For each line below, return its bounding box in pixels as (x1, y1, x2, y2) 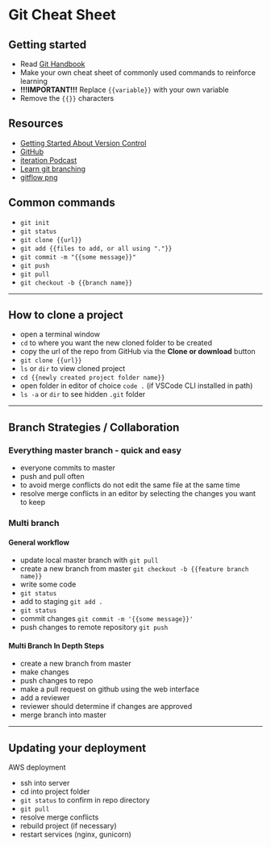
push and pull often (19, 472, 85, 482)
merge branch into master (19, 710, 106, 720)
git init (19, 219, 50, 227)
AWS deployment (8, 762, 66, 772)
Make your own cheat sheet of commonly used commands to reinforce (19, 68, 256, 77)
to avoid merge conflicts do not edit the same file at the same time (19, 480, 240, 490)
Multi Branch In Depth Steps (8, 640, 105, 650)
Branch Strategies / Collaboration (8, 420, 180, 434)
